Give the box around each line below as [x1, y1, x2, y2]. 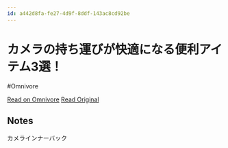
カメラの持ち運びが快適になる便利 [7, 42, 200, 57]
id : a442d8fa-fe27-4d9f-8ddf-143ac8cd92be [7, 10, 130, 17]
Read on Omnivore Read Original [7, 95, 99, 103]
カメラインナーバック [7, 134, 67, 143]
